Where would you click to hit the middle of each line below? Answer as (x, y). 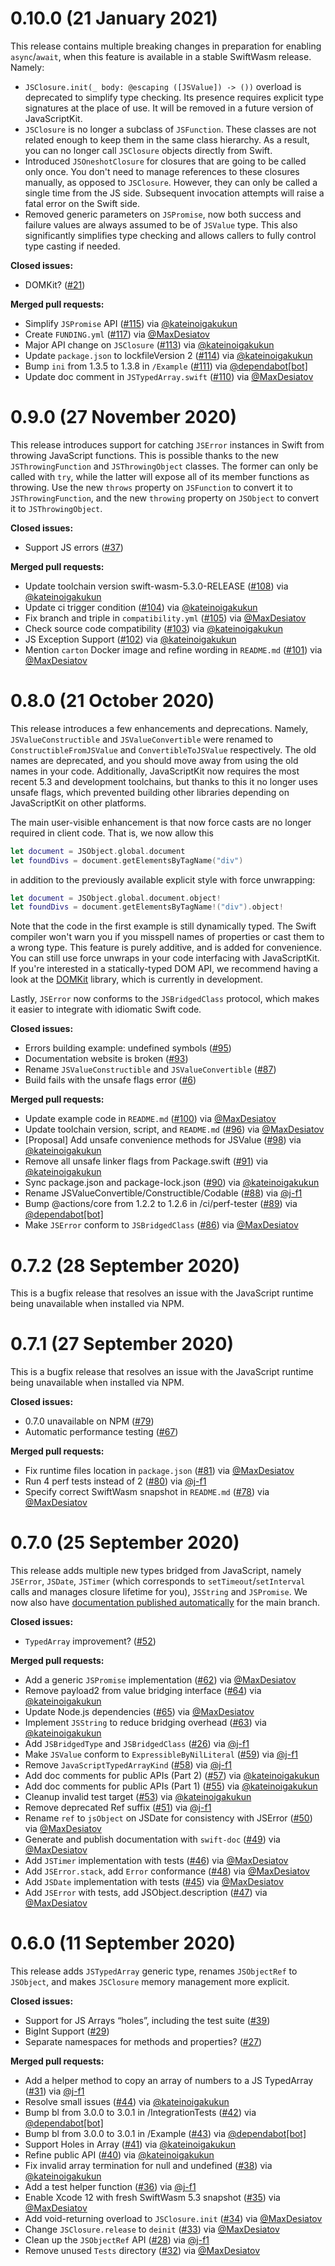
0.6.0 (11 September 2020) (123, 1943)
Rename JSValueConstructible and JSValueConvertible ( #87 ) (150, 1069)
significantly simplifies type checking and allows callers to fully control (170, 235)
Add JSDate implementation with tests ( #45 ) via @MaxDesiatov (154, 1882)
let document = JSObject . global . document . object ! (116, 898)
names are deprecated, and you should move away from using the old (154, 760)
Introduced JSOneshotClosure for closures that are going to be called (165, 161)
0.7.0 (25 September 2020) (125, 1543)
